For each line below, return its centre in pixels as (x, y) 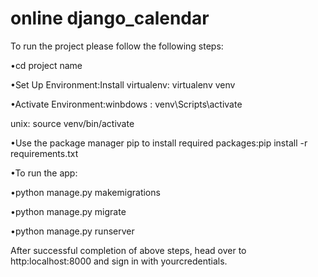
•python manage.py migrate (68, 211)
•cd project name (46, 65)
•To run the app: (44, 173)
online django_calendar (110, 18)
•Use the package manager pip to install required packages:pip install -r (159, 143)
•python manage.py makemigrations (85, 192)
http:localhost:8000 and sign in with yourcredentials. (119, 261)
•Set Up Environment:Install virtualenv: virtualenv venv (123, 84)
